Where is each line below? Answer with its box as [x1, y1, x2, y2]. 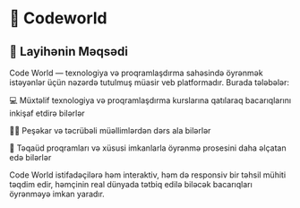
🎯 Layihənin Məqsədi [9, 44, 128, 59]
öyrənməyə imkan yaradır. [9, 188, 105, 199]
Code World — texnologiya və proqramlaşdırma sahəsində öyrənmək [9, 67, 263, 78]
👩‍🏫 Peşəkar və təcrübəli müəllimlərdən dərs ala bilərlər [9, 126, 211, 135]
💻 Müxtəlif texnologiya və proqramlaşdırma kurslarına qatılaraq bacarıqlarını [9, 95, 292, 106]
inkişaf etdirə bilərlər [9, 108, 85, 118]
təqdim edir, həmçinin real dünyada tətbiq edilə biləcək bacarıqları [9, 179, 253, 189]
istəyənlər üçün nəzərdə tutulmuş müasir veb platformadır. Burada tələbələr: [9, 77, 289, 88]
